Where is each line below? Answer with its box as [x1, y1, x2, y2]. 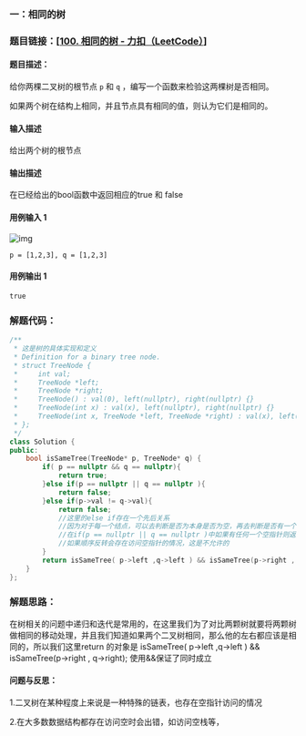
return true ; [57, 471, 107, 480]
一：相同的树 [9, 7, 66, 20]
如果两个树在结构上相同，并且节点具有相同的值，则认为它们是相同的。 [9, 100, 273, 111]
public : [9, 445, 39, 455]
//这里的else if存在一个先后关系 [57, 513, 170, 523]
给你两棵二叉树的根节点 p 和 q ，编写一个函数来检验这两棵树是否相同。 [9, 81, 275, 92]
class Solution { [9, 437, 76, 446]
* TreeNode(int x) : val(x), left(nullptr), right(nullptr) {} [13, 404, 275, 413]
